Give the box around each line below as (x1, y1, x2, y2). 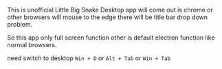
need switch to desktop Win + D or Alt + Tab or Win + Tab (7, 54, 171, 62)
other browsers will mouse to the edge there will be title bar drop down (7, 13, 208, 21)
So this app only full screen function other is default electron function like (7, 33, 215, 42)
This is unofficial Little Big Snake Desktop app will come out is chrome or (7, 6, 213, 14)
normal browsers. (7, 41, 57, 49)
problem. (7, 20, 33, 28)
